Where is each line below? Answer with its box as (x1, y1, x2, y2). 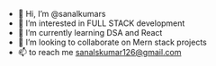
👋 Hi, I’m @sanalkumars (17, 9, 106, 19)
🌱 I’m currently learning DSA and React (17, 28, 163, 37)
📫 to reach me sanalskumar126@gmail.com (17, 47, 182, 57)
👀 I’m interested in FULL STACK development (17, 18, 185, 29)
